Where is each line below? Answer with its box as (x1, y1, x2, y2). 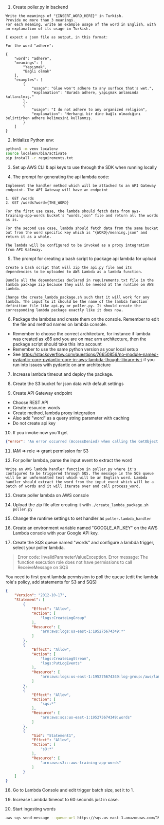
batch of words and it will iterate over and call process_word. (5, 484, 141, 489)
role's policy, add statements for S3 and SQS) (5, 579, 97, 585)
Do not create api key (12, 420, 56, 426)
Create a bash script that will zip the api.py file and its (5, 265, 132, 270)
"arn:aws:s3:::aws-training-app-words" (40, 760, 121, 765)
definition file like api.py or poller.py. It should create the (5, 303, 141, 308)
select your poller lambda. (12, 545, 65, 550)
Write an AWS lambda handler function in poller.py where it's (5, 467, 137, 472)
